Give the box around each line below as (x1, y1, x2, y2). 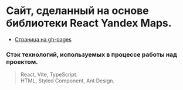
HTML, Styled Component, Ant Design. (20, 77, 115, 84)
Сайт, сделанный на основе (6, 4, 150, 18)
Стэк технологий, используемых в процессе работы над (6, 50, 178, 58)
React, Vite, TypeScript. (20, 71, 78, 78)
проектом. (6, 57, 38, 65)
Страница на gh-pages (14, 36, 72, 43)
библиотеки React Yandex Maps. (6, 16, 172, 30)
